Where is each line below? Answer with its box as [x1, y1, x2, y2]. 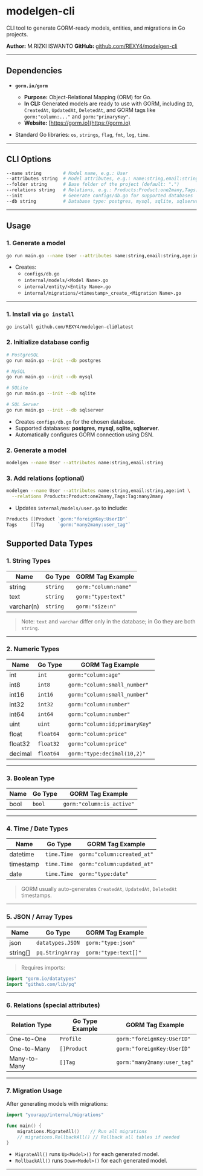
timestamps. [21, 892, 53, 899]
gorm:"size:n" [76, 603, 117, 609]
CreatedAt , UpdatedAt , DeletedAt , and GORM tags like [24, 106, 156, 113]
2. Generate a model [6, 446, 67, 455]
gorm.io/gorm [14, 83, 48, 89]
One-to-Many [9, 1044, 51, 1053]
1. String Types [6, 557, 51, 565]
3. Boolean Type [6, 774, 55, 782]
